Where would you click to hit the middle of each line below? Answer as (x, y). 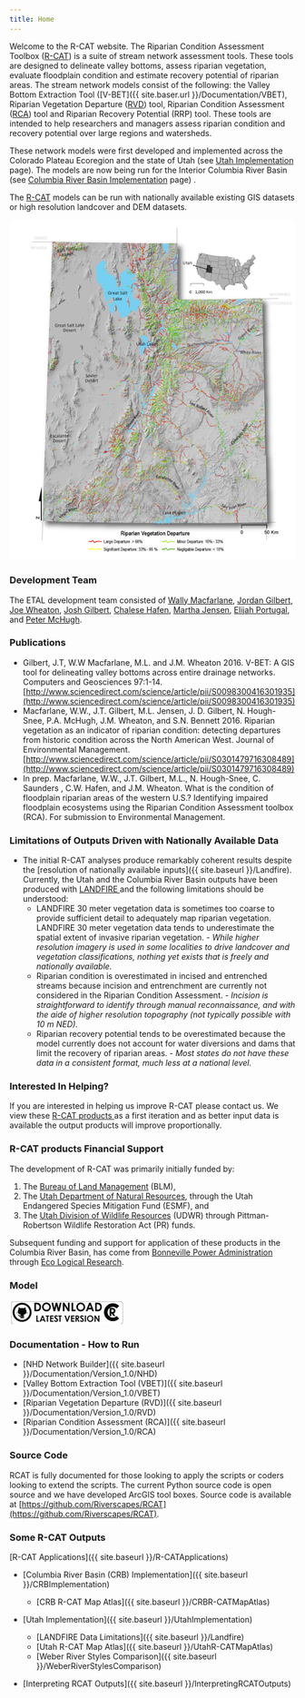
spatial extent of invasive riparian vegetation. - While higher (148, 938)
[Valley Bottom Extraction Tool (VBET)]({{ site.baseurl (123, 1384)
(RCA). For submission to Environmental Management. (124, 816)
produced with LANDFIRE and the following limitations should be (143, 889)
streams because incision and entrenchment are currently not (152, 986)
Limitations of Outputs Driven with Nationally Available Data (144, 840)
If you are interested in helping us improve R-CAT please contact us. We (144, 1106)
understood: (45, 899)
